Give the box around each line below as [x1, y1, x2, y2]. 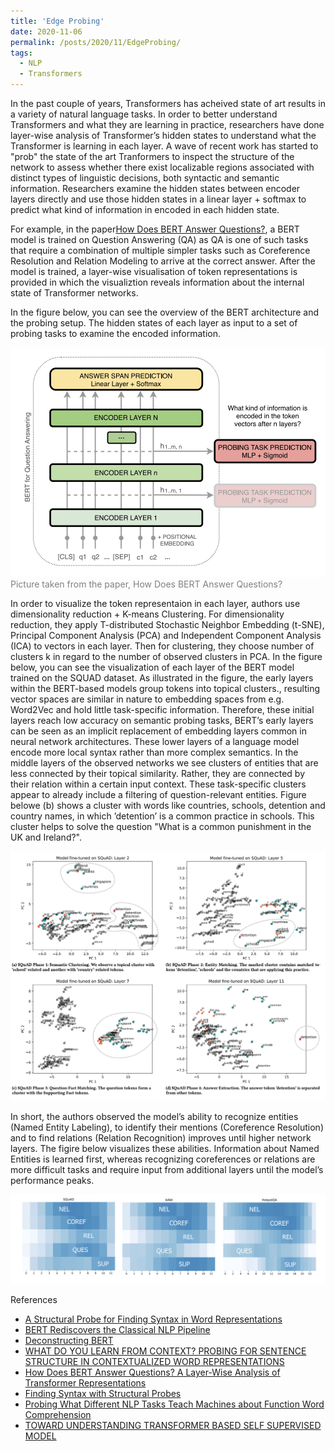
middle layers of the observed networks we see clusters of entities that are [10, 757, 319, 769]
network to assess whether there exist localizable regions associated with [10, 161, 315, 173]
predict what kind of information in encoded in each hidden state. [10, 204, 280, 215]
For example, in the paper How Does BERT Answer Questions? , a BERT [10, 223, 300, 235]
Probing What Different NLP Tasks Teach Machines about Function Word [24, 1398, 325, 1410]
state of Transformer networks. [10, 287, 139, 299]
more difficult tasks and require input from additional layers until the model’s [10, 1164, 324, 1176]
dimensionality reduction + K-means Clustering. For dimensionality [10, 608, 285, 620]
